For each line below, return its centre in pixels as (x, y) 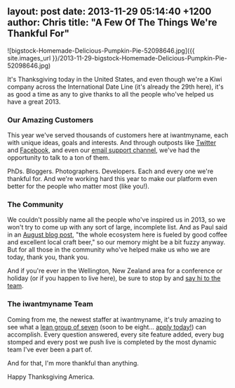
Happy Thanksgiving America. (51, 377)
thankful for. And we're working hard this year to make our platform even (112, 179)
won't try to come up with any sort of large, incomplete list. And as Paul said (117, 227)
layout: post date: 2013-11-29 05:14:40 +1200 (109, 12)
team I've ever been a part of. (50, 349)
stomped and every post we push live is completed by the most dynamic (112, 342)
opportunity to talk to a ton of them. (59, 158)
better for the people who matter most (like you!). (78, 187)
